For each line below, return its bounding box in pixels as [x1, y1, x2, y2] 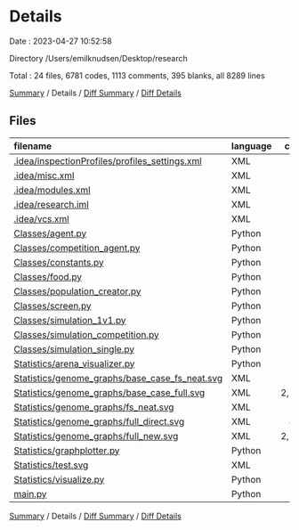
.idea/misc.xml [13, 169, 75, 182]
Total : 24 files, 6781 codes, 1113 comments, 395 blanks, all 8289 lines [9, 69, 265, 81]
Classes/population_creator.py [13, 285, 141, 298]
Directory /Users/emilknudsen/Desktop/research [9, 53, 189, 63]
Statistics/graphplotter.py [13, 444, 120, 456]
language [230, 140, 272, 152]
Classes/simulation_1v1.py [13, 314, 126, 326]
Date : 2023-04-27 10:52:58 [9, 36, 113, 46]
